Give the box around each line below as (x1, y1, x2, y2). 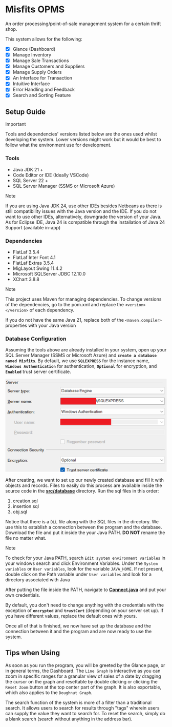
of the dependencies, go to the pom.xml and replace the (5, 301, 124, 307)
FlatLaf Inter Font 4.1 (12, 254, 56, 260)
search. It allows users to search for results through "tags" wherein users (5, 704, 160, 711)
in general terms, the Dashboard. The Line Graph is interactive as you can (5, 667, 161, 674)
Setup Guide (5, 107, 46, 116)
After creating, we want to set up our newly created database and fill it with (5, 477, 164, 483)
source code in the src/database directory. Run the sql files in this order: (5, 488, 159, 494)
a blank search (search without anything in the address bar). (5, 716, 133, 722)
